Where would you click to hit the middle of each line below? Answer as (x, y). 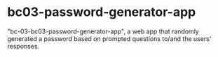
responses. (23, 46)
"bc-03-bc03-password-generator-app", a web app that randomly (103, 31)
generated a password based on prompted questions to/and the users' (109, 38)
